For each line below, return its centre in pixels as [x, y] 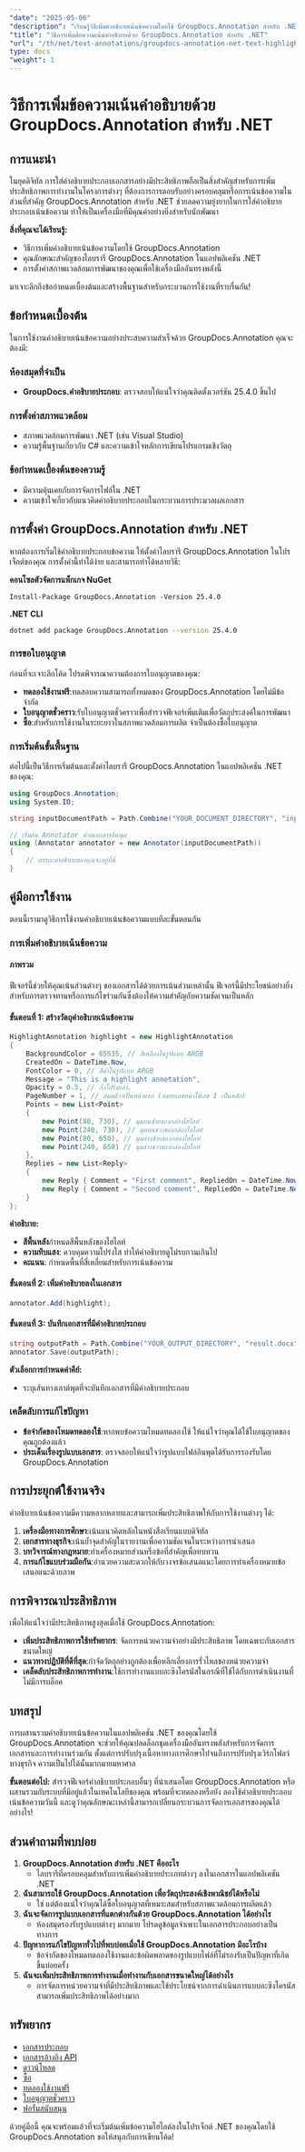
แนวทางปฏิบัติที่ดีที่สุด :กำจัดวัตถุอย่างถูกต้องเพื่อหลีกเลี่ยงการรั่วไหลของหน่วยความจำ [145, 1661]
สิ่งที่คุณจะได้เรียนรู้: [39, 230]
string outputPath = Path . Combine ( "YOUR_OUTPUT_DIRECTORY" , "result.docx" [154, 1343]
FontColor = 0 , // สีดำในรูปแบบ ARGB [90, 1071]
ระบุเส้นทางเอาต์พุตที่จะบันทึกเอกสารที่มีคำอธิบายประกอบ [106, 1387]
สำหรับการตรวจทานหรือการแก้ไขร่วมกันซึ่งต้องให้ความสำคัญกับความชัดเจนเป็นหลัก [132, 996]
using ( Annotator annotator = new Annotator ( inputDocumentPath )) [135, 843]
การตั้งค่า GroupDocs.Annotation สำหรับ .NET [129, 530]
